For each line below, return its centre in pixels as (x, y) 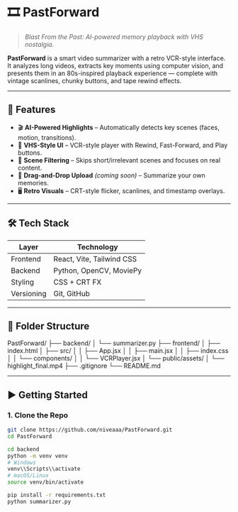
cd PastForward (30, 436)
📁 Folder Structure (49, 326)
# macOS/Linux (28, 476)
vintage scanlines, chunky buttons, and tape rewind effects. (95, 80)
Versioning (29, 293)
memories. (33, 183)
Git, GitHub (72, 293)
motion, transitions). (47, 137)
